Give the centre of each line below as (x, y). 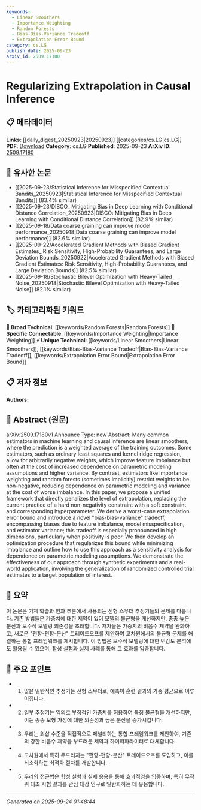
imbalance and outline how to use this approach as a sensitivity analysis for (99, 549)
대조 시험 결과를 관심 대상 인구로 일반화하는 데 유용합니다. (97, 784)
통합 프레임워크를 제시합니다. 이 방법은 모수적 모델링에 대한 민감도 (98, 641)
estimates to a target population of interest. (59, 575)
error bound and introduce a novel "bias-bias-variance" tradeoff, (86, 517)
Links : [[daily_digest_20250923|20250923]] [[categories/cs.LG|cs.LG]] (94, 140)
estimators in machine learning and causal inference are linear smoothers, (98, 441)
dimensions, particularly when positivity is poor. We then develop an (90, 537)
